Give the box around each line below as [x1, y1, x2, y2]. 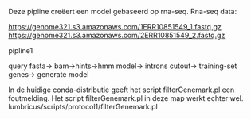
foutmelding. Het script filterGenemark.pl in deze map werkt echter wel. [8, 94, 244, 102]
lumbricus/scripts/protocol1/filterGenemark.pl [8, 102, 158, 111]
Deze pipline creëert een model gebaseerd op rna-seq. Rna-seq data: [8, 7, 237, 16]
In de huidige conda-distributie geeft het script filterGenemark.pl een [8, 85, 235, 94]
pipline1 [8, 46, 33, 55]
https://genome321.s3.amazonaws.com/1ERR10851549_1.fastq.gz [8, 22, 222, 31]
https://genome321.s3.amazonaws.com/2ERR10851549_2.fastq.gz [8, 31, 226, 40]
